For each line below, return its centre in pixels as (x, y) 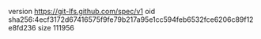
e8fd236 (23, 28)
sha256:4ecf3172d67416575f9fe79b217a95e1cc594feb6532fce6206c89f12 (131, 19)
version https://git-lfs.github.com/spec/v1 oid (82, 11)
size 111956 (56, 28)
